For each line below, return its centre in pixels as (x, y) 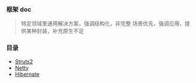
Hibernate (27, 74)
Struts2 (24, 62)
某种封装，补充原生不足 (55, 31)
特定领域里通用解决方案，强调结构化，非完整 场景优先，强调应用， (103, 24)
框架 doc (19, 9)
